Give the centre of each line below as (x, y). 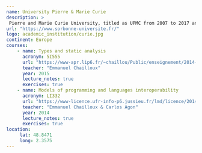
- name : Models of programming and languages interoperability (98, 90)
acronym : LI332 (41, 96)
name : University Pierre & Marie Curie (56, 12)
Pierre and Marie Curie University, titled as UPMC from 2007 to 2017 (99, 23)
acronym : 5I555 (41, 57)
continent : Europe (29, 40)
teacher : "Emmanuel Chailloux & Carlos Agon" (80, 107)
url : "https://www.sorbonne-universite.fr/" (63, 29)
